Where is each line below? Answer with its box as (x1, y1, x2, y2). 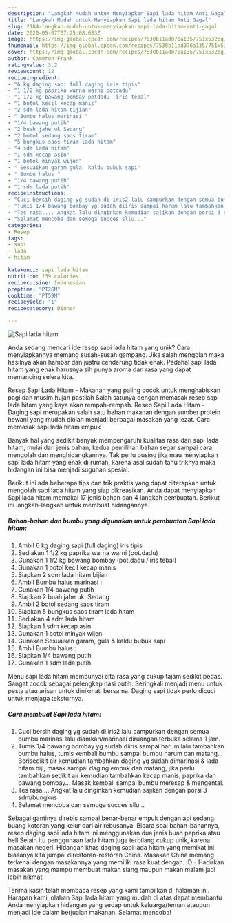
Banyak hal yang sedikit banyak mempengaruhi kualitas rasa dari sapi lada (8, 436, 219, 444)
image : (8, 36, 27, 43)
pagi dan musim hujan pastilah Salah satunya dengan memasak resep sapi (8, 394, 219, 401)
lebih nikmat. (8, 873, 44, 881)
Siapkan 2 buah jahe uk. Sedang (17, 592, 109, 601)
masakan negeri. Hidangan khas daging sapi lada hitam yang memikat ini (8, 843, 215, 851)
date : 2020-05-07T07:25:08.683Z (8, 29, 101, 37)
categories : (8, 222, 42, 229)
